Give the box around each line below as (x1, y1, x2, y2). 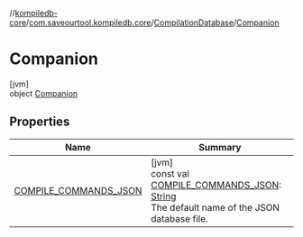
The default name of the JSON (150, 201, 280, 214)
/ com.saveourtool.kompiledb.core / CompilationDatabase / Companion (25, 17, 280, 28)
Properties (9, 114, 70, 130)
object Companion (9, 87, 78, 98)
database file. (150, 212, 209, 224)
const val (150, 167, 189, 179)
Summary (197, 141, 242, 153)
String (150, 189, 177, 202)
